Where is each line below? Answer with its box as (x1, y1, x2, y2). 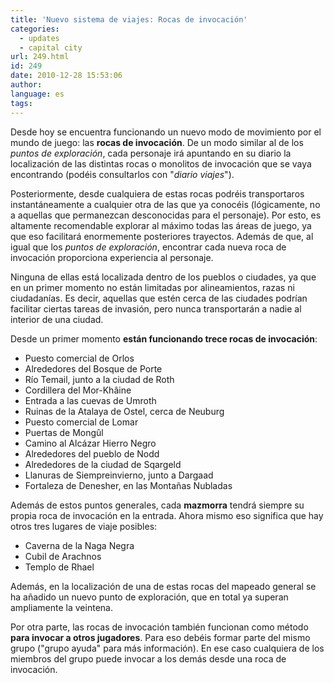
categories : (10, 24, 60, 34)
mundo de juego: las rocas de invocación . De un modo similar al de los (10, 136, 304, 148)
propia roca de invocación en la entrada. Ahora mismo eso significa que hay (10, 509, 324, 521)
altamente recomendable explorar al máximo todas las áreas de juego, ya (10, 219, 312, 231)
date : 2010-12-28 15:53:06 (10, 71, 123, 81)
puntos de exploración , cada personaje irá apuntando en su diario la (10, 147, 292, 159)
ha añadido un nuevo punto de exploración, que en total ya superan (10, 591, 289, 603)
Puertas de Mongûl (24, 426, 104, 438)
